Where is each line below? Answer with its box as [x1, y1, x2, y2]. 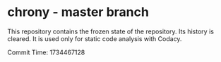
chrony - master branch [7, 4, 150, 20]
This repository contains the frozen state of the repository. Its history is [7, 27, 214, 36]
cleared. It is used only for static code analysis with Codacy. [7, 34, 182, 42]
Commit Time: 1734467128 [7, 48, 85, 56]
